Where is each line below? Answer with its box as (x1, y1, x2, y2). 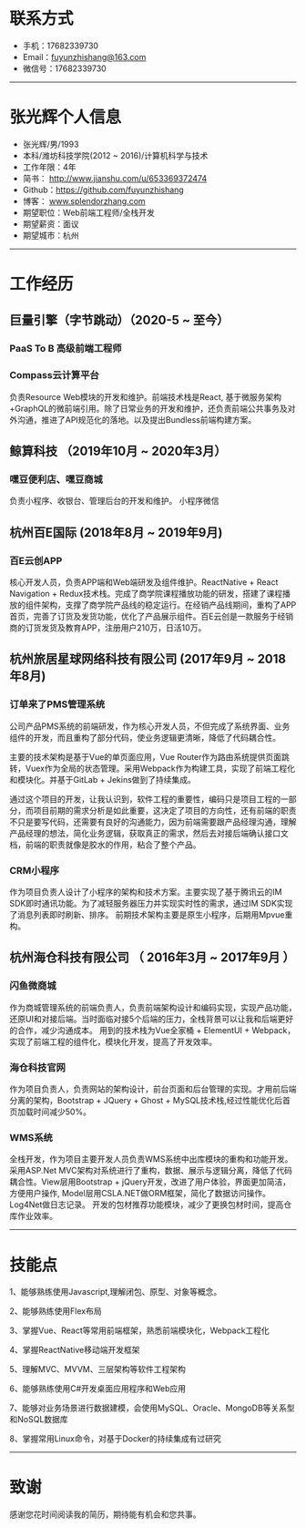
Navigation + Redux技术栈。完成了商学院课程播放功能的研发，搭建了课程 (9, 589, 283, 600)
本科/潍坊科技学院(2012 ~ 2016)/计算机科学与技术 (22, 149, 209, 160)
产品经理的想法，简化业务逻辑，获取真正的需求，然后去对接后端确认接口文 (9, 827, 289, 838)
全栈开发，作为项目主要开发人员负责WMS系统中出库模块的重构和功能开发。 (9, 1154, 293, 1164)
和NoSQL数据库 (9, 1414, 68, 1425)
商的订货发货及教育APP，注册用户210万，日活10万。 (9, 622, 207, 633)
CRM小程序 (9, 864, 60, 877)
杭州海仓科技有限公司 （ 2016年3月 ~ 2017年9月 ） (9, 949, 296, 966)
